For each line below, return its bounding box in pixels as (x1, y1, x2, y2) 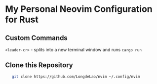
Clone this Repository (5, 61, 73, 70)
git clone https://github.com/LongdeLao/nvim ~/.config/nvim (11, 74, 140, 79)
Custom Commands (5, 34, 68, 42)
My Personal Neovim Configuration (5, 3, 153, 15)
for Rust (5, 14, 39, 25)
